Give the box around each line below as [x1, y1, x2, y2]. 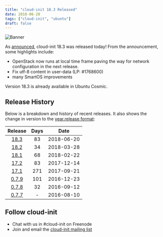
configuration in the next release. [12, 64, 79, 70]
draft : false [5, 21, 32, 26]
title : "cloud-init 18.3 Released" [5, 7, 78, 12]
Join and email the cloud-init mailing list [12, 226, 92, 232]
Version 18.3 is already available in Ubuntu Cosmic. [5, 84, 108, 90]
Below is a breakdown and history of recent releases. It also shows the [5, 111, 147, 117]
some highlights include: [5, 49, 55, 55]
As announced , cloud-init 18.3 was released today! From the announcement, [5, 44, 159, 49]
